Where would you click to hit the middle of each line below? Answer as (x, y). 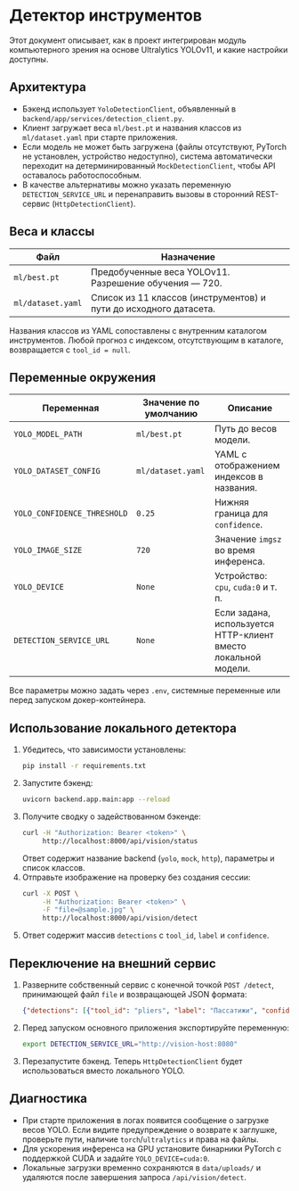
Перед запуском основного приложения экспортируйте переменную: (156, 1028)
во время (235, 550)
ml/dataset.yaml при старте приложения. (100, 137)
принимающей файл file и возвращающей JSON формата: (134, 994)
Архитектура (48, 87)
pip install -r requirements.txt (84, 766)
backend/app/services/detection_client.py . (103, 118)
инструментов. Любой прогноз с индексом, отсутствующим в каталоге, (146, 340)
